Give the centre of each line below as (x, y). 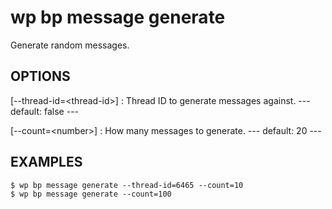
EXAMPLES (46, 162)
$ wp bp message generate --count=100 (91, 194)
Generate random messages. (70, 45)
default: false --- (45, 111)
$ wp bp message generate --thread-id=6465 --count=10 (127, 185)
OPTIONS (40, 76)
